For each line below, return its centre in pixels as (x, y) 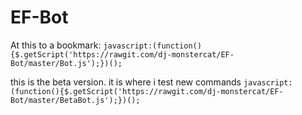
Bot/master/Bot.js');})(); (66, 63)
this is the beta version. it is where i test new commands (126, 82)
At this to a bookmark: (56, 45)
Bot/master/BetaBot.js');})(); (75, 100)
